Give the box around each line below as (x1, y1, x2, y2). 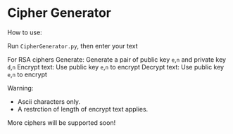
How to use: (7, 28, 42, 36)
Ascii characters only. (17, 97, 81, 106)
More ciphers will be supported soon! (7, 118, 116, 127)
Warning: (7, 83, 34, 92)
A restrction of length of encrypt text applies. (17, 105, 149, 113)
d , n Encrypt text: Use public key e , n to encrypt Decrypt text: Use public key (7, 62, 224, 71)
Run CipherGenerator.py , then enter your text (7, 41, 139, 50)
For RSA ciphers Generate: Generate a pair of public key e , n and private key (7, 55, 227, 64)
